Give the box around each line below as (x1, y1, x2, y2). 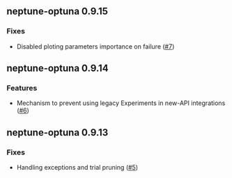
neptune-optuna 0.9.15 (6, 6, 109, 17)
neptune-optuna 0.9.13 (6, 127, 109, 138)
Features (6, 83, 38, 92)
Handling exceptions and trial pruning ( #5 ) (16, 163, 139, 172)
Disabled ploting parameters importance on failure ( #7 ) (16, 42, 175, 51)
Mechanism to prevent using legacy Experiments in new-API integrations (16, 99, 226, 107)
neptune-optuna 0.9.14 (6, 63, 109, 74)
